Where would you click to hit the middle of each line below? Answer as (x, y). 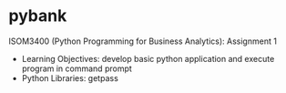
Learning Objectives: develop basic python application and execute (148, 58)
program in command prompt (77, 68)
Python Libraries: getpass (70, 77)
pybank (38, 16)
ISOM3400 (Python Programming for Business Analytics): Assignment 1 (143, 41)
